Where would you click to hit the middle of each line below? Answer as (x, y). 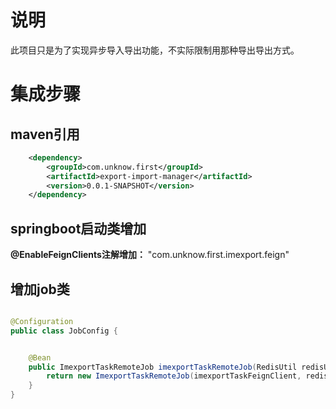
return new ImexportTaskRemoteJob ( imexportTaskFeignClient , (174, 376)
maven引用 (45, 134)
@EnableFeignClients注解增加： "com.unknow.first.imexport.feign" (150, 255)
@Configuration (42, 321)
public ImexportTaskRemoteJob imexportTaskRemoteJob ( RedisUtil (163, 367)
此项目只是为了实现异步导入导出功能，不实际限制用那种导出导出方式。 (155, 50)
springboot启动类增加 (78, 228)
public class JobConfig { (64, 331)
